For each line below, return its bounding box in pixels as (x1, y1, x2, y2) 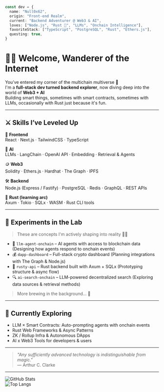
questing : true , (9, 32, 42, 37)
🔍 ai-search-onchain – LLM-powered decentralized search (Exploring (12, 274, 153, 280)
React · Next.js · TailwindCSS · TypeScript (5, 137, 89, 142)
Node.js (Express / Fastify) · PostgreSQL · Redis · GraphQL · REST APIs (5, 185, 147, 191)
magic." (17, 357, 33, 363)
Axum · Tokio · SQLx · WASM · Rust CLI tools (5, 199, 94, 205)
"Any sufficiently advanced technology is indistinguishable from (17, 352, 146, 358)
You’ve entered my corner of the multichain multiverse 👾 (5, 79, 119, 85)
